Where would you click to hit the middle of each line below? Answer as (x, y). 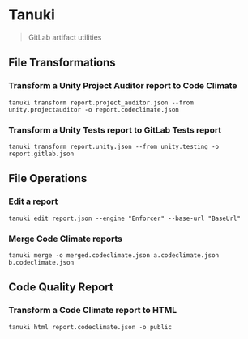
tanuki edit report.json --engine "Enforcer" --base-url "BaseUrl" (125, 218)
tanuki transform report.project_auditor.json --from (101, 103)
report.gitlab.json (41, 154)
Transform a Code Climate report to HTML (92, 311)
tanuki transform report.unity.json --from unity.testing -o (114, 146)
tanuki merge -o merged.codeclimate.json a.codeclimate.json (114, 255)
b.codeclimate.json (41, 262)
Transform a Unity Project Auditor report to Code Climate (123, 86)
